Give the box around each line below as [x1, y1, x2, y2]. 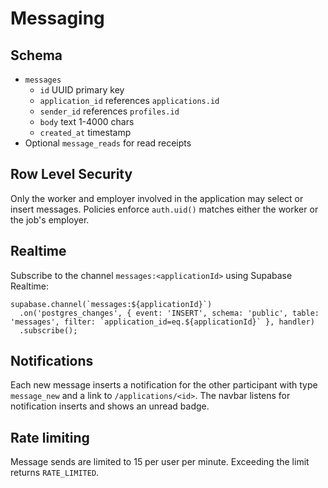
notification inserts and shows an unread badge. [10, 400, 210, 412]
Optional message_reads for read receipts [24, 137, 192, 149]
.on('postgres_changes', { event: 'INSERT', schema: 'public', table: [19, 308, 320, 318]
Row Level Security [10, 166, 133, 183]
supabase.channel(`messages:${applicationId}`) [10, 299, 213, 309]
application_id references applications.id [39, 95, 220, 106]
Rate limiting [10, 429, 90, 446]
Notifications [10, 353, 94, 370]
